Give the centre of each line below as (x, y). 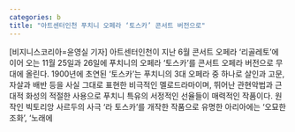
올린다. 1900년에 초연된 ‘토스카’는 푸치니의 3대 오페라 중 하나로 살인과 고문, (155, 73)
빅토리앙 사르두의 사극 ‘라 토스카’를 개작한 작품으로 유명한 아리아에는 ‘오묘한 (156, 106)
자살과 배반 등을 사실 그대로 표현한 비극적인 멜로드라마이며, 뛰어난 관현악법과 (141, 84)
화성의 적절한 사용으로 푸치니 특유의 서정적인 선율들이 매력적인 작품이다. (149, 95)
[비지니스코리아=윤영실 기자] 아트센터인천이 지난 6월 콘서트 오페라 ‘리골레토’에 (144, 51)
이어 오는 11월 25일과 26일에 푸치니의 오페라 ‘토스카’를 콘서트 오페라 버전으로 (141, 62)
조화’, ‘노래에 (31, 117)
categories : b (35, 17)
